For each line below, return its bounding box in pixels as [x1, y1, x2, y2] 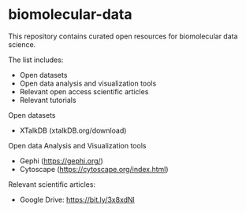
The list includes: [8, 55, 64, 64]
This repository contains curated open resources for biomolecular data [8, 31, 238, 41]
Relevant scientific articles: [8, 179, 96, 189]
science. [8, 39, 36, 49]
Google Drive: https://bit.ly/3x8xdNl [19, 195, 136, 204]
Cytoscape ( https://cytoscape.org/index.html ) [19, 164, 169, 174]
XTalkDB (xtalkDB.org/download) [19, 126, 127, 135]
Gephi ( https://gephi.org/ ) [19, 155, 104, 166]
